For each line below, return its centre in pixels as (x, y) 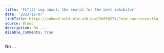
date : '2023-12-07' (25, 14)
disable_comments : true (29, 32)
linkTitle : (16, 19)
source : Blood (20, 23)
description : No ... (26, 28)
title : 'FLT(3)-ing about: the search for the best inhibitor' (71, 10)
